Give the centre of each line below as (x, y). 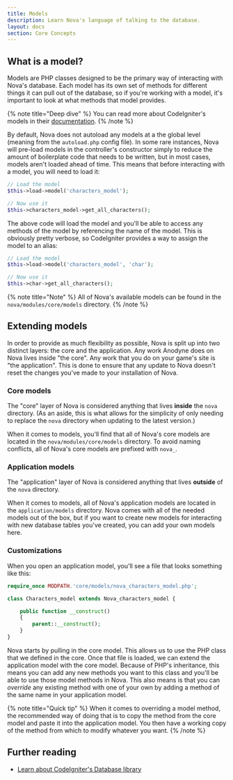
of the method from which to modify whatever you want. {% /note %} (107, 730)
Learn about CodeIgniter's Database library (79, 769)
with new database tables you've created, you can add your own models (111, 525)
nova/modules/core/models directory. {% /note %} (78, 304)
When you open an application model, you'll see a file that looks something (115, 565)
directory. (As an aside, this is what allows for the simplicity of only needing (115, 413)
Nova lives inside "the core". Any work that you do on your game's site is (111, 358)
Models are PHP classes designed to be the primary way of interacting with (115, 78)
